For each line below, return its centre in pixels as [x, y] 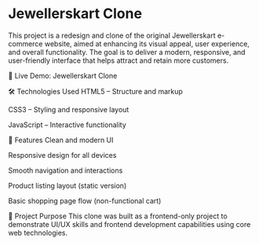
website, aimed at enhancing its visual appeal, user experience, [147, 43]
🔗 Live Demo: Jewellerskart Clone [63, 75]
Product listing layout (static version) [67, 185]
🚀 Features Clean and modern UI [61, 140]
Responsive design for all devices [62, 155]
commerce [26, 43]
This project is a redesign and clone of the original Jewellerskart [112, 35]
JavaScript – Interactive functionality [67, 124]
